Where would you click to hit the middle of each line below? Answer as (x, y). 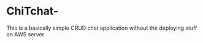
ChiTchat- (33, 11)
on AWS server (25, 34)
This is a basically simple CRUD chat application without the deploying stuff (102, 28)
